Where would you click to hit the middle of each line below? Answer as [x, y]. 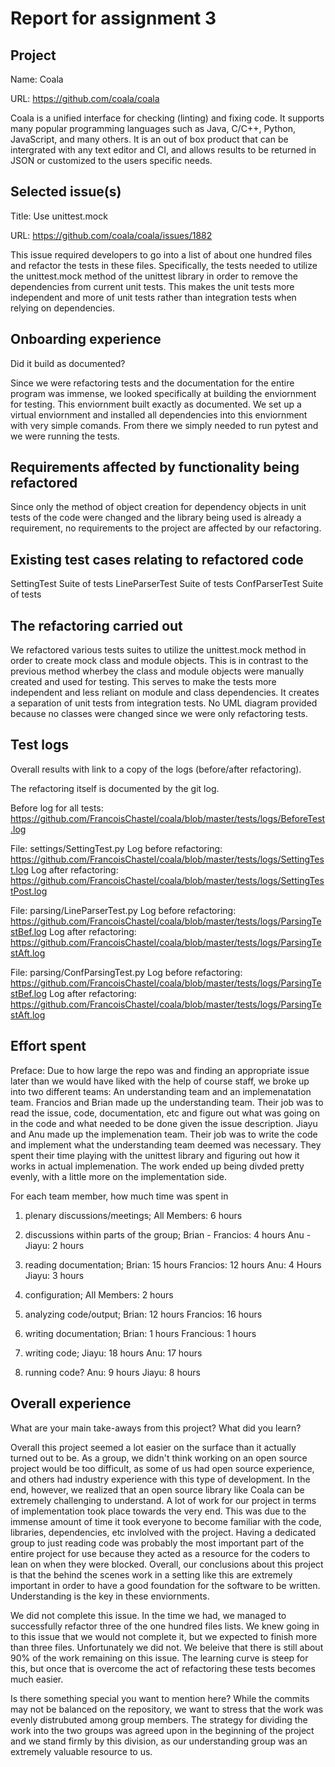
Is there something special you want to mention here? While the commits [160, 1698]
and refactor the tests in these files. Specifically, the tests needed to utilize [164, 265]
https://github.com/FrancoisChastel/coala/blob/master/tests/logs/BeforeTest [168, 818]
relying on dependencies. [63, 308]
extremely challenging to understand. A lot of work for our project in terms [163, 1500]
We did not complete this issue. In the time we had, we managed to [148, 1615]
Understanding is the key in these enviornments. [110, 1596]
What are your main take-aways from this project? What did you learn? [156, 1428]
